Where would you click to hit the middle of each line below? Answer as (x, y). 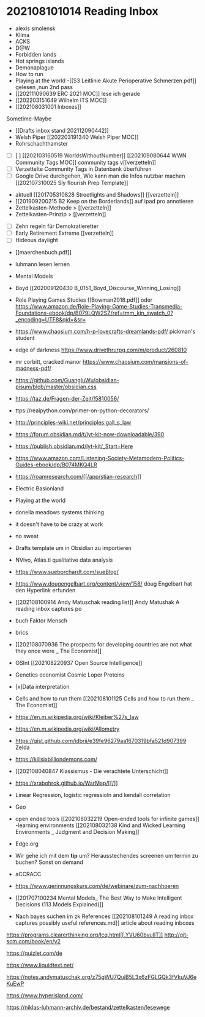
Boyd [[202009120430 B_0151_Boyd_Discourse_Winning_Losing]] (98, 288)
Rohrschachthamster (42, 143)
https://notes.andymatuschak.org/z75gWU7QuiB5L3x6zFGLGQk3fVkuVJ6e (102, 977)
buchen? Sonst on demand (49, 862)
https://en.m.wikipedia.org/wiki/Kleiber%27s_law (77, 717)
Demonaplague (34, 67)
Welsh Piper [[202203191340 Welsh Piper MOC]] (77, 137)
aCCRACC (28, 874)
